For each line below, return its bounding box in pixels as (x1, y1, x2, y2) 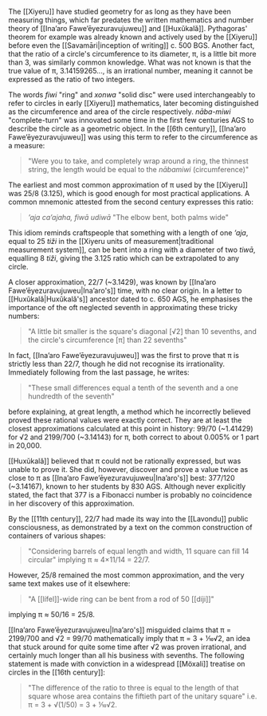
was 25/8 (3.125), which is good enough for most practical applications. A (8, 189, 250, 198)
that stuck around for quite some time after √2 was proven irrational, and (8, 642, 247, 651)
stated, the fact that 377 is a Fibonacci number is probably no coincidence (8, 490, 253, 499)
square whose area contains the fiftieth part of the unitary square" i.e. (27, 691, 257, 701)
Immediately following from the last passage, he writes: (8, 368, 190, 377)
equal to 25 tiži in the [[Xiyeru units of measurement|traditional (8, 237, 214, 246)
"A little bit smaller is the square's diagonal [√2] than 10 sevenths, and (27, 327, 257, 336)
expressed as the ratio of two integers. (8, 75, 135, 84)
